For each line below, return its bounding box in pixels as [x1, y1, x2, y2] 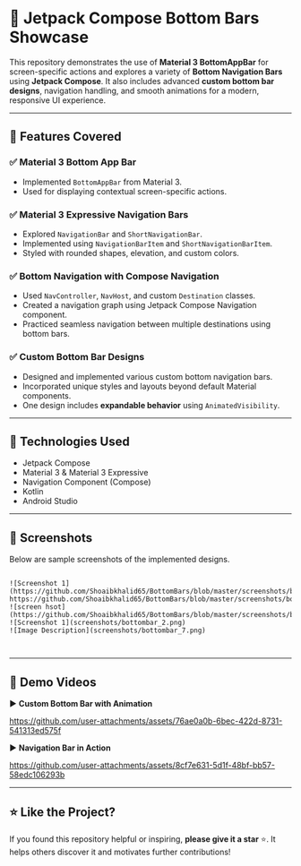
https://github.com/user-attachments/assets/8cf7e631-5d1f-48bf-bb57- [9, 759, 276, 770]
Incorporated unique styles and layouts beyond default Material [21, 381, 257, 391]
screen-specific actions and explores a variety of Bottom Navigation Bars [9, 66, 283, 77]
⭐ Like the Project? [9, 805, 116, 820]
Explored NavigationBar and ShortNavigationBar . [21, 228, 203, 239]
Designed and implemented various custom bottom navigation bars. [21, 371, 273, 382]
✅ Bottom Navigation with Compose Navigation [9, 270, 219, 282]
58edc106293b [9, 769, 65, 780]
